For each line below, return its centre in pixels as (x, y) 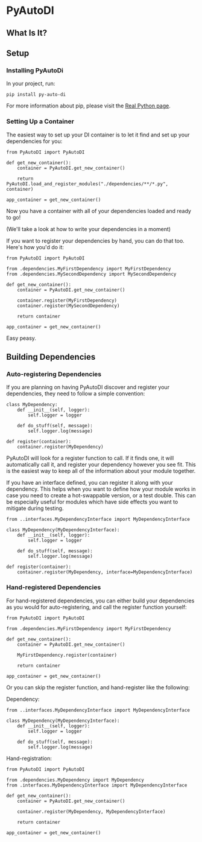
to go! (14, 217)
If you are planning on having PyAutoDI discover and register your (88, 388)
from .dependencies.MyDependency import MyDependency (75, 780)
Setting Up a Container (40, 121)
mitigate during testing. (35, 508)
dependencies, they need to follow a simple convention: (76, 394)
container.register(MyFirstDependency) (67, 300)
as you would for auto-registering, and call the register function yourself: (96, 607)
